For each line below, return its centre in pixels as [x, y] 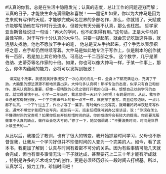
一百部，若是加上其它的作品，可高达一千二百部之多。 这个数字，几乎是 [81, 56]
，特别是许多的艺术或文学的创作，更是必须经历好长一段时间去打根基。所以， [83, 160]
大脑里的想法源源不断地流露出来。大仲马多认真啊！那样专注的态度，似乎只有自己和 [84, 84]
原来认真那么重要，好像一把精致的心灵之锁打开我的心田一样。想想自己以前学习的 [82, 89]
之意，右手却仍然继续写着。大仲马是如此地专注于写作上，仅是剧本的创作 [83, 50]
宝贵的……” [21, 126]
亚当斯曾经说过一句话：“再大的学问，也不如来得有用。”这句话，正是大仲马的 [82, 32]
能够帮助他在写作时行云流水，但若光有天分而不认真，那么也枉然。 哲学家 [83, 26]
